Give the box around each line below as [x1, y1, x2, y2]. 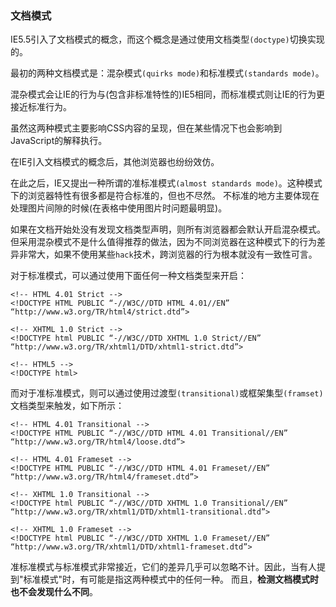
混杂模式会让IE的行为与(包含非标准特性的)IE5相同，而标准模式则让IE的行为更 [10, 88, 326, 101]
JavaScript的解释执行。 [10, 135, 108, 147]
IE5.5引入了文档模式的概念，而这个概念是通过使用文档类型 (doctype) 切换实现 [10, 33, 325, 46]
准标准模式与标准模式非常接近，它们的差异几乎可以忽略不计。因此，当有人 [10, 561, 317, 573]
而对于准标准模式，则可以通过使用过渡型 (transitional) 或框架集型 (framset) [10, 387, 324, 399]
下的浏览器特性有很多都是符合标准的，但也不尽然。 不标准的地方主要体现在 [10, 190, 320, 202]
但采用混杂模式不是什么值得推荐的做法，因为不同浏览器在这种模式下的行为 [10, 236, 317, 248]
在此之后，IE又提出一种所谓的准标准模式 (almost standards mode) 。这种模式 [10, 177, 323, 189]
